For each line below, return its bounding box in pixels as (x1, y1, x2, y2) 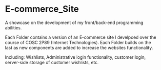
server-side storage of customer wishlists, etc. (5, 59, 99, 65)
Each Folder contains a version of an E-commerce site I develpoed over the (5, 34, 157, 40)
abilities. (5, 24, 22, 30)
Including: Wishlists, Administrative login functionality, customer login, (5, 54, 146, 60)
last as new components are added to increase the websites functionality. (5, 45, 153, 50)
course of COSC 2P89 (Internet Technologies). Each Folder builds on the (5, 39, 151, 45)
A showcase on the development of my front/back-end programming (5, 20, 143, 25)
